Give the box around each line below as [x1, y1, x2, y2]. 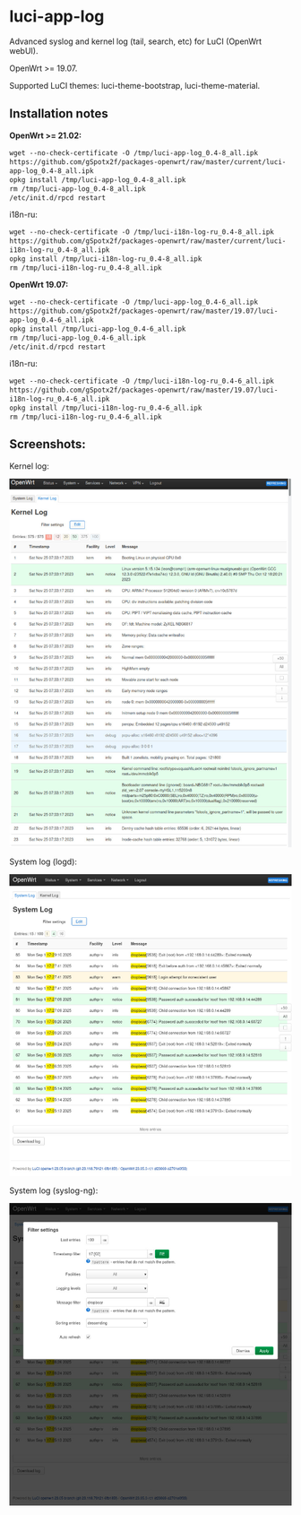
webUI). [9, 45, 39, 56]
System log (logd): [9, 856, 78, 867]
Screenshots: [9, 437, 87, 452]
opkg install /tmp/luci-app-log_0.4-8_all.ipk [9, 175, 186, 185]
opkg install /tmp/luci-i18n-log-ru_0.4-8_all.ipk [9, 254, 202, 264]
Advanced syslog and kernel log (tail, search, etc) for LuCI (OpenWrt [9, 36, 262, 47]
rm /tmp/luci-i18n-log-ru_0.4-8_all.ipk [9, 263, 163, 273]
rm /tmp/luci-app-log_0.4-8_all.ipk [9, 184, 146, 194]
